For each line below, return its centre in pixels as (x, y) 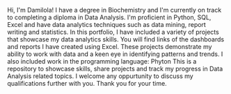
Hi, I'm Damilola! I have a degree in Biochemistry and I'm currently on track (114, 10)
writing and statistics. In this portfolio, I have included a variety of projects (113, 32)
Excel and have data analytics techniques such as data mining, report (107, 25)
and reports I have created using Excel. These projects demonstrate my (110, 47)
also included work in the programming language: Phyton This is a (102, 61)
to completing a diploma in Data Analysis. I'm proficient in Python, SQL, (109, 17)
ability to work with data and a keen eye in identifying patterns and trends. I (115, 54)
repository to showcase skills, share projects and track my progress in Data (115, 69)
